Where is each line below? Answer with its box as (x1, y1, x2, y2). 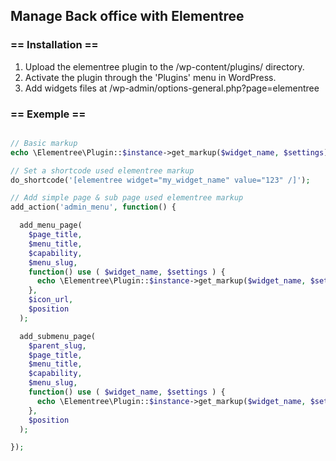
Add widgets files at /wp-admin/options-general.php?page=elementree (24, 82, 320, 94)
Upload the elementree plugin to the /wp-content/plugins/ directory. (24, 60, 305, 73)
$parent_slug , (28, 340, 87, 351)
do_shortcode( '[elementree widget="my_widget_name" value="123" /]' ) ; (10, 175, 311, 185)
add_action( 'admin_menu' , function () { (10, 202, 177, 213)
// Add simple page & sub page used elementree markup (10, 193, 244, 203)
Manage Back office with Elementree (10, 8, 245, 25)
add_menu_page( (19, 220, 83, 231)
